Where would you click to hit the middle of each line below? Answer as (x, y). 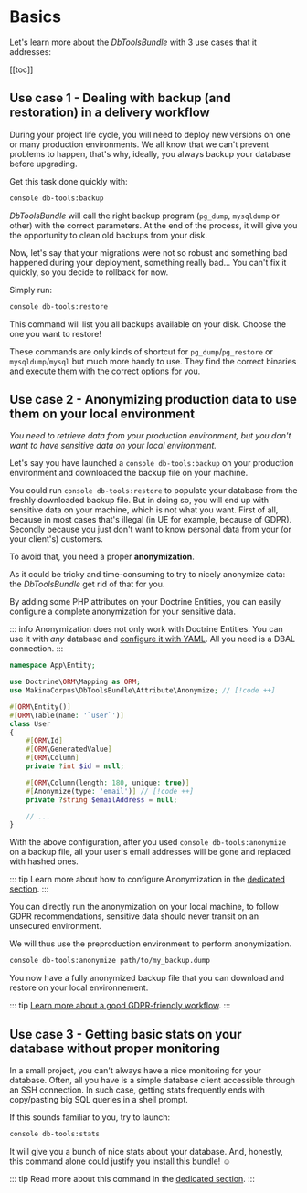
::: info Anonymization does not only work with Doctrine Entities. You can (146, 629)
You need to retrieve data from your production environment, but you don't (150, 436)
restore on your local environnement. (79, 987)
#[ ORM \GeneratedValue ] (69, 750)
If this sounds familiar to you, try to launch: (90, 1117)
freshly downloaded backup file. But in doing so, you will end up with (139, 501)
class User (30, 723)
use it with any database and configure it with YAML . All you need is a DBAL (152, 639)
